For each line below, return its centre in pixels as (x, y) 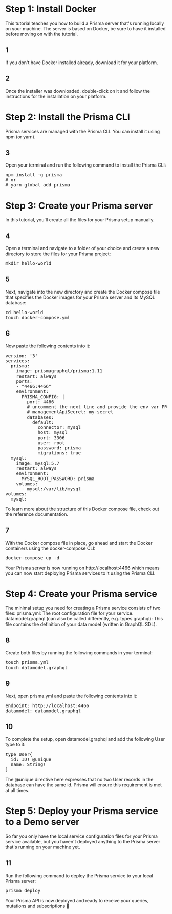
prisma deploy (23, 890)
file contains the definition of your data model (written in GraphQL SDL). (81, 624)
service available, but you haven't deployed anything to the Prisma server (83, 841)
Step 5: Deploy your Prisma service (82, 811)
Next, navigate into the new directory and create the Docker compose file (83, 292)
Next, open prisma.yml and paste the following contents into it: (71, 696)
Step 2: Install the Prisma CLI (68, 117)
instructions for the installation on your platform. (56, 96)
